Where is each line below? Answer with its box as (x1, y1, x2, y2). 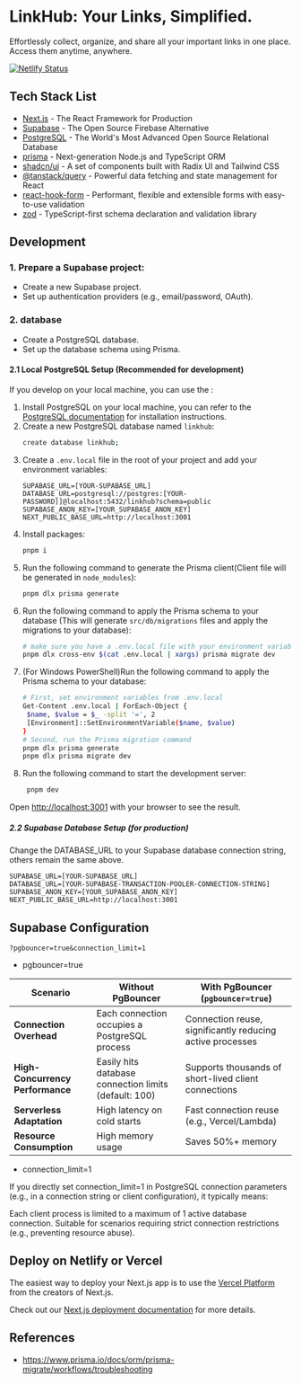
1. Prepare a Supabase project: (9, 262, 145, 274)
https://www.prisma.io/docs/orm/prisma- (21, 1354, 175, 1365)
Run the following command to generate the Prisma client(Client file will (21, 562, 287, 572)
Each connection (96, 1006, 168, 1019)
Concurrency (13, 1072, 72, 1085)
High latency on (96, 1104, 163, 1116)
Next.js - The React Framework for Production (21, 112, 193, 123)
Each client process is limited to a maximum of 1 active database (9, 1208, 247, 1219)
